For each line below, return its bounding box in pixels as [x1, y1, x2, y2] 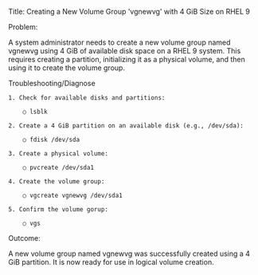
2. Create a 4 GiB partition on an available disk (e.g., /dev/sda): [8, 122, 244, 130]
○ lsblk [22, 108, 48, 116]
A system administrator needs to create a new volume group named [8, 37, 231, 47]
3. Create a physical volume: [8, 150, 109, 158]
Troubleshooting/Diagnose [8, 79, 96, 88]
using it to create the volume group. [8, 63, 126, 73]
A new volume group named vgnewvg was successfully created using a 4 [8, 249, 251, 258]
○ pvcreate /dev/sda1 [22, 163, 94, 171]
